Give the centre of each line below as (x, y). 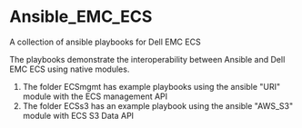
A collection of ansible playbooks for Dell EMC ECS (106, 42)
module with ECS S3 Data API (78, 115)
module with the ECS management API (95, 96)
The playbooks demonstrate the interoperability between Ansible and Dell (147, 59)
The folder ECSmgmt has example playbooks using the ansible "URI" (151, 86)
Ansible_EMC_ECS (81, 17)
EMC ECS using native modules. (70, 69)
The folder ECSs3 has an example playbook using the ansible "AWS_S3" (158, 105)
